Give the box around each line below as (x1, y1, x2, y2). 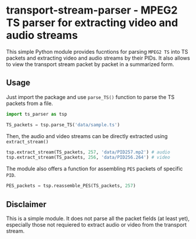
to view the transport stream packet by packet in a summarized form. (6, 60, 174, 68)
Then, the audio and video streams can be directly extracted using (6, 132, 168, 139)
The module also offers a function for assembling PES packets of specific (6, 165, 183, 172)
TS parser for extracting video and (6, 16, 178, 30)
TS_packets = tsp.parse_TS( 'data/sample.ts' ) (6, 122, 120, 127)
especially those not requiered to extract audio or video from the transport (6, 221, 187, 228)
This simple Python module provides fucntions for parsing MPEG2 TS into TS (6, 48, 188, 55)
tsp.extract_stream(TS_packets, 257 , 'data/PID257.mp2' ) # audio (6, 149, 170, 155)
